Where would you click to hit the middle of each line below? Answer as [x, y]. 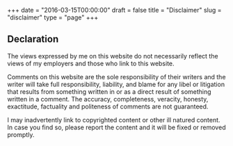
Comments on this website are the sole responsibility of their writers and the [116, 76]
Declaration [33, 39]
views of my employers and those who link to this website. [91, 63]
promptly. [21, 134]
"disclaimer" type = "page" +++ [53, 17]
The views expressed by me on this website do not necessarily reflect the [113, 56]
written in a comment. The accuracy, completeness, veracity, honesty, [108, 99]
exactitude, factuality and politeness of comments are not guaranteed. [108, 106]
